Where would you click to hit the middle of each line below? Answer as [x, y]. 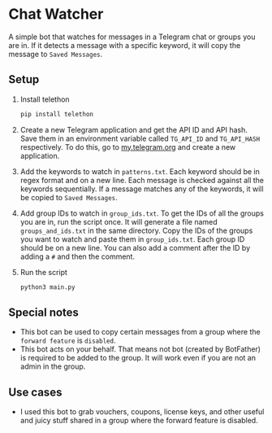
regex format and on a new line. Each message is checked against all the [142, 180]
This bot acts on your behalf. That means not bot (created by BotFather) [140, 349]
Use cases [35, 392]
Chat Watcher [56, 14]
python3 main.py [47, 287]
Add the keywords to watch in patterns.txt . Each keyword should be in [140, 171]
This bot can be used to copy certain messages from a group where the [140, 332]
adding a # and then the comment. [78, 256]
